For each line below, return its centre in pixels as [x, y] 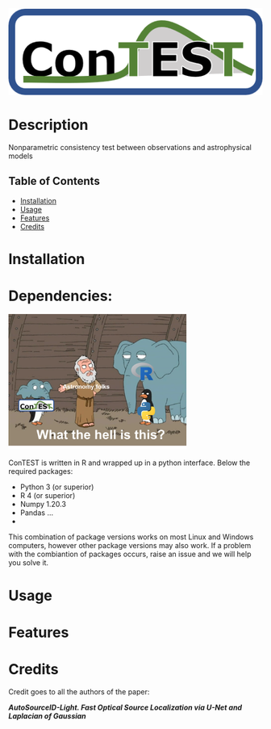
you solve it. [29, 563]
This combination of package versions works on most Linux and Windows [131, 537]
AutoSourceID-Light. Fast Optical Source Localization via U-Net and [125, 707]
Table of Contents [54, 181]
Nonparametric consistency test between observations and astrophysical [130, 148]
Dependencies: [60, 296]
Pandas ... [37, 513]
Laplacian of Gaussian [47, 716]
